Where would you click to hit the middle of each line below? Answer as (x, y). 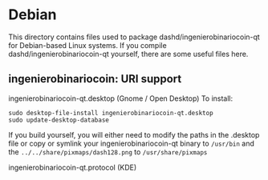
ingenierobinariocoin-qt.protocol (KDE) (73, 167)
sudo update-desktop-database (59, 120)
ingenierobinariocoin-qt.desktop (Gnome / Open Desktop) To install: (121, 98)
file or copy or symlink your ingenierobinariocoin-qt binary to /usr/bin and (132, 143)
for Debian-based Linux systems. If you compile (87, 45)
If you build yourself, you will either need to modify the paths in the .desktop (134, 134)
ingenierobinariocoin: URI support (95, 79)
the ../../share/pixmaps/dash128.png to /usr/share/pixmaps (108, 152)
